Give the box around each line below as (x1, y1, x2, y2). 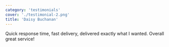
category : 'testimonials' (5, 7, 60, 13)
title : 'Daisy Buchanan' (5, 17, 58, 22)
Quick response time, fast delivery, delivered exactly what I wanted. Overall (5, 31, 164, 37)
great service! (5, 36, 35, 42)
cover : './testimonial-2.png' (5, 12, 70, 17)
